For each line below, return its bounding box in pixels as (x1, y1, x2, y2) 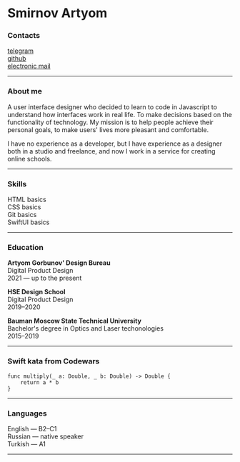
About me (7, 86, 43, 96)
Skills (7, 179, 27, 189)
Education (7, 243, 44, 252)
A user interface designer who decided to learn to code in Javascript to (7, 102, 218, 111)
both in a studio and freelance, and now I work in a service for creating (7, 146, 216, 155)
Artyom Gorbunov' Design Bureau (7, 258, 111, 267)
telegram (7, 46, 34, 55)
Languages (7, 408, 48, 418)
